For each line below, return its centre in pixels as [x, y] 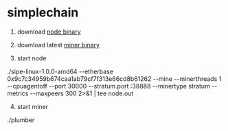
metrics [18, 93]
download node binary [49, 32]
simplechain [43, 13]
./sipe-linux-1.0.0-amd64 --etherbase [60, 71]
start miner [33, 106]
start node [32, 58]
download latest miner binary [58, 45]
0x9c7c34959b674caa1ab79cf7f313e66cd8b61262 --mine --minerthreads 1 [114, 79]
